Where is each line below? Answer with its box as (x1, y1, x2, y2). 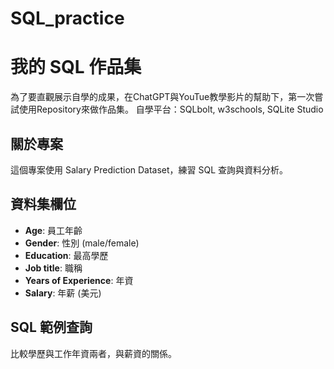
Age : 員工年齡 (24, 224, 83, 236)
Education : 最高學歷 (24, 249, 109, 261)
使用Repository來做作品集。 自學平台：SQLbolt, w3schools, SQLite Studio (18, 103, 324, 116)
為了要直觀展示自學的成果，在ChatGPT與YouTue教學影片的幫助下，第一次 (10, 91, 315, 103)
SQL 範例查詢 (10, 319, 93, 336)
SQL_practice (10, 7, 125, 30)
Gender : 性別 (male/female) (24, 237, 140, 249)
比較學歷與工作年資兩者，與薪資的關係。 (10, 347, 177, 359)
